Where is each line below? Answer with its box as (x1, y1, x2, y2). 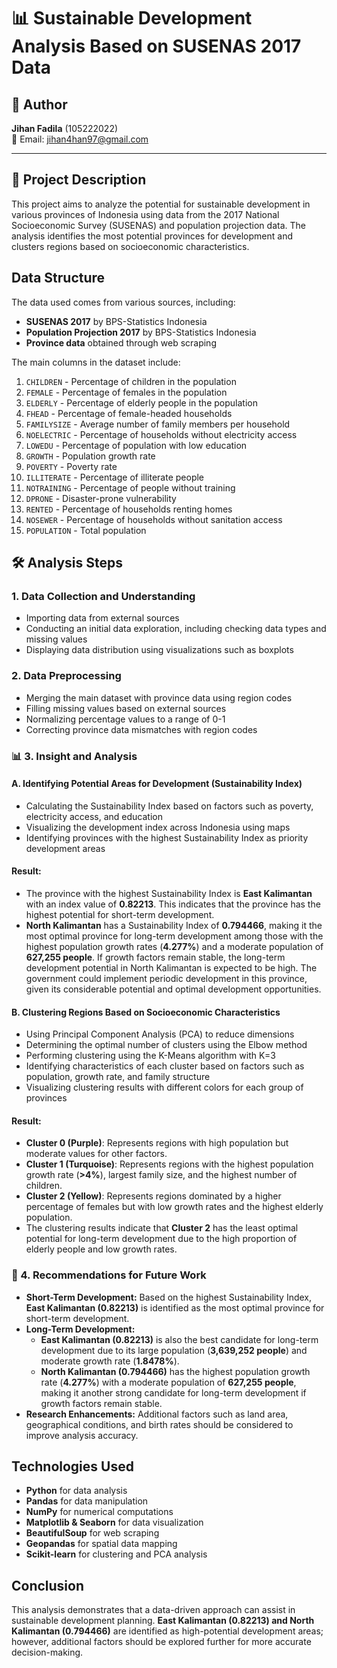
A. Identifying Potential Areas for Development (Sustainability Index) (11, 778, 303, 790)
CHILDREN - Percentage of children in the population (25, 375, 237, 387)
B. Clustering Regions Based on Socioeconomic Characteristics (11, 1006, 281, 1018)
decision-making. (11, 1646, 84, 1659)
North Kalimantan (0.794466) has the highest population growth (40, 1365, 311, 1377)
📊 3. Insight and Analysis (11, 749, 138, 763)
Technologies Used (11, 1458, 134, 1475)
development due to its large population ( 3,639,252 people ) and (40, 1344, 308, 1356)
